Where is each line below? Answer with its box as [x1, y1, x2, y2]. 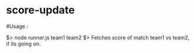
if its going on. [6, 40, 41, 47]
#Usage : [6, 23, 28, 30]
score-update [6, 3, 75, 17]
